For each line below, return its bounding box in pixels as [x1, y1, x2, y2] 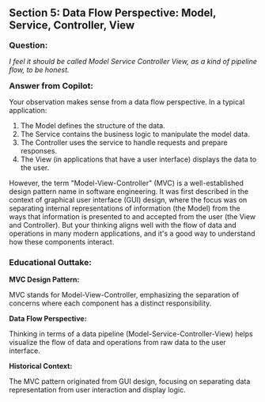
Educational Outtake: [9, 256, 92, 267]
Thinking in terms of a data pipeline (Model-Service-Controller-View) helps [9, 329, 253, 339]
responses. [20, 146, 58, 155]
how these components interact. [9, 237, 115, 246]
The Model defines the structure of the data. [20, 120, 165, 130]
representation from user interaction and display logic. [9, 385, 186, 395]
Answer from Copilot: [9, 80, 93, 91]
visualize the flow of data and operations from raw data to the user [9, 338, 226, 347]
